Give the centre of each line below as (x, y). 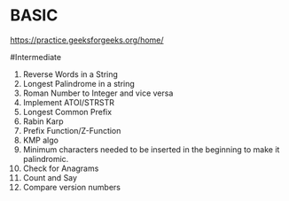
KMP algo (40, 140)
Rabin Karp (43, 121)
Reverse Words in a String (70, 74)
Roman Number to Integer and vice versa (98, 93)
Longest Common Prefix (67, 112)
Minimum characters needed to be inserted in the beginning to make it (151, 149)
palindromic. (46, 158)
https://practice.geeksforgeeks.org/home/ (87, 40)
